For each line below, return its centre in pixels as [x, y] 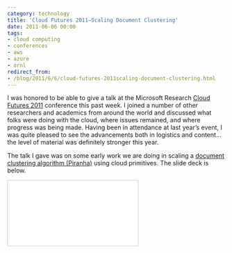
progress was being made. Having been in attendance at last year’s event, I [115, 128]
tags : [15, 33]
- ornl [17, 65]
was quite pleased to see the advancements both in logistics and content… [114, 135]
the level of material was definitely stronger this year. [83, 142]
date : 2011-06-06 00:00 [42, 26]
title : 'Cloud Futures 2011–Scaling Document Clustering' [93, 20]
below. [17, 170]
